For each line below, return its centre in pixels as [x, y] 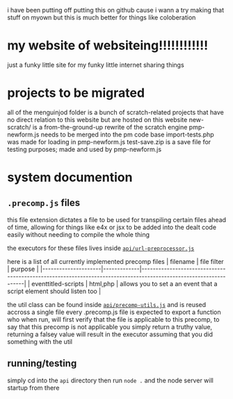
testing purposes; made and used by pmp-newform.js [85, 149]
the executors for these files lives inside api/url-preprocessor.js [101, 248]
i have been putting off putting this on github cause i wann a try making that [116, 10]
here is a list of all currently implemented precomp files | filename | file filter [115, 261]
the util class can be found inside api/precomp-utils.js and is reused [107, 304]
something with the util [40, 341]
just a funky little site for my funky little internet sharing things [96, 65]
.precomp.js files [44, 203]
